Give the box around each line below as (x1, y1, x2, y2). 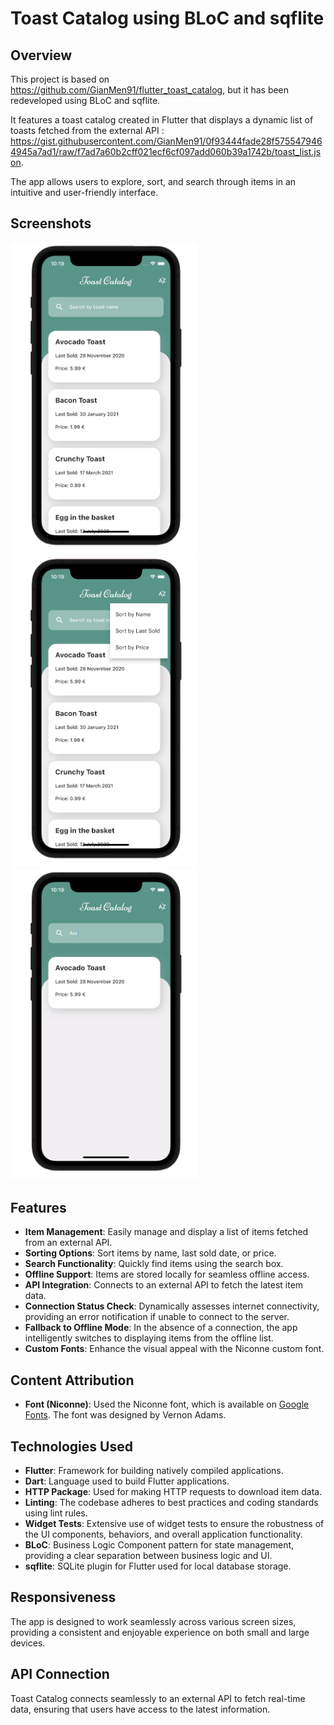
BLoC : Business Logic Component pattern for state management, (24, 1538, 295, 1551)
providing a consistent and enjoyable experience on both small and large (10, 1626, 310, 1638)
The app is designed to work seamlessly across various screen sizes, (10, 1615, 297, 1627)
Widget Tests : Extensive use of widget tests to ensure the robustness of (24, 1517, 325, 1529)
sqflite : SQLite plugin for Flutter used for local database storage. (24, 1560, 292, 1572)
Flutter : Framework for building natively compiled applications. (24, 1464, 284, 1476)
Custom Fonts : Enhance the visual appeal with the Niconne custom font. (24, 1343, 325, 1355)
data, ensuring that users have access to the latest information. (10, 1703, 271, 1715)
